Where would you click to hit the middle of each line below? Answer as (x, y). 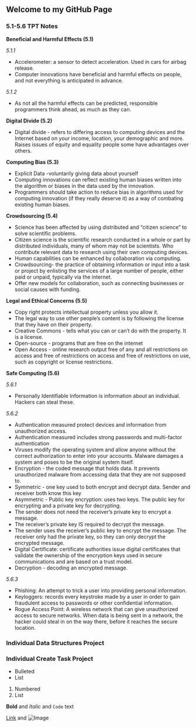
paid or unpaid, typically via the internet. (63, 277)
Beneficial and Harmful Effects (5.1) (50, 39)
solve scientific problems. (46, 233)
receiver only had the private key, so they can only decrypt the (90, 536)
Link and (16, 718)
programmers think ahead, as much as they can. (73, 109)
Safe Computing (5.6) (33, 373)
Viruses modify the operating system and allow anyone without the (95, 450)
